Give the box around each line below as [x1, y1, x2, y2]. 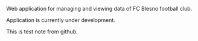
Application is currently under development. [6, 17, 116, 23]
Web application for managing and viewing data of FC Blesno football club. [6, 5, 193, 12]
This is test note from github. [6, 28, 78, 35]
